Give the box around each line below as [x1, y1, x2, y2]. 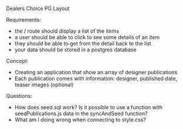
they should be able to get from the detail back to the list [14, 40, 151, 47]
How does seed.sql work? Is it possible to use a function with [14, 104, 163, 110]
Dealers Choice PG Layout [6, 5, 70, 12]
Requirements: [6, 16, 41, 23]
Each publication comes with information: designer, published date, [14, 75, 178, 82]
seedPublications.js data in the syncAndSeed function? [14, 110, 148, 117]
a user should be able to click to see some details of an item [14, 34, 160, 40]
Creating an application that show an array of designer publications [14, 69, 178, 75]
